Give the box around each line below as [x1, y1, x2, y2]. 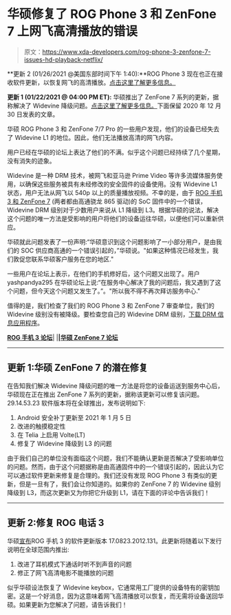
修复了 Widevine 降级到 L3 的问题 [16, 439, 112, 447]
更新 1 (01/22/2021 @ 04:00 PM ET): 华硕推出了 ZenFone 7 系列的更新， [7, 92, 213, 101]
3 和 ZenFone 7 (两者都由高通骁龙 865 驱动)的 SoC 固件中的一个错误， [7, 197, 207, 205]
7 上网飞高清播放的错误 [7, 23, 137, 39]
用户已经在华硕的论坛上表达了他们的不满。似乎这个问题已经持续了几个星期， [7, 148, 224, 156]
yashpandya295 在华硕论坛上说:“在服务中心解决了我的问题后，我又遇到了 [7, 278, 215, 286]
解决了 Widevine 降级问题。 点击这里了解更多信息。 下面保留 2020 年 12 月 [12, 101, 221, 110]
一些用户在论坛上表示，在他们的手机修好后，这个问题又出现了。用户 [7, 270, 200, 278]
